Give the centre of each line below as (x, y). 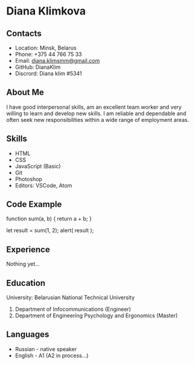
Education (26, 283)
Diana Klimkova (46, 11)
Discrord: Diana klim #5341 (49, 73)
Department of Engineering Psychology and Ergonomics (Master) (96, 316)
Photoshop (28, 179)
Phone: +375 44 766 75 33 (48, 54)
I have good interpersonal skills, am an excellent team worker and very (94, 107)
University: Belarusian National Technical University (70, 297)
